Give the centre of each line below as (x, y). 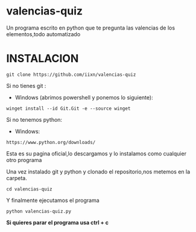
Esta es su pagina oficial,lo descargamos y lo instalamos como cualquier (96, 153)
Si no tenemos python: (34, 119)
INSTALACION (43, 59)
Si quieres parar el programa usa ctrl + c (57, 222)
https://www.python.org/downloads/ (51, 142)
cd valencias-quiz (29, 189)
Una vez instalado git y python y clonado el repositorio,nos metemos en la (98, 171)
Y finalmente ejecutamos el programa (53, 200)
